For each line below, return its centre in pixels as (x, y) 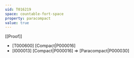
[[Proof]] (14, 36)
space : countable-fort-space (34, 14)
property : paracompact (28, 18)
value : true (17, 23)
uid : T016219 (18, 9)
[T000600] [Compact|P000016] (44, 46)
